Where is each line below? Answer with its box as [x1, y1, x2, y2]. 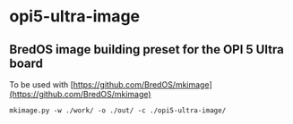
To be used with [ [9, 79, 74, 90]
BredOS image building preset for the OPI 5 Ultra [9, 42, 284, 57]
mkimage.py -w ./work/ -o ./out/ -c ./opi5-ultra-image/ [9, 106, 227, 115]
